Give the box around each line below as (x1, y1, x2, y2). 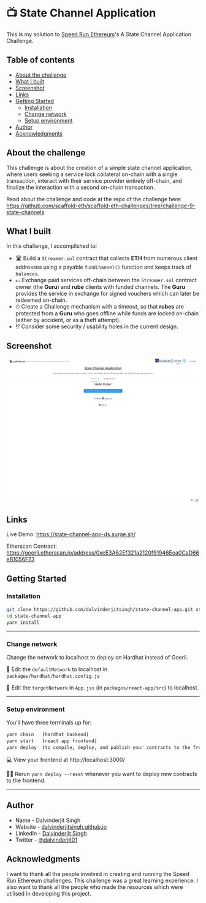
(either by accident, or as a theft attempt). (15, 317, 121, 324)
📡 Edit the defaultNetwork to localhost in (6, 665, 108, 673)
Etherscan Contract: (6, 542, 57, 550)
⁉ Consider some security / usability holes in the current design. (15, 323, 179, 330)
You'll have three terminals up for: (6, 719, 92, 726)
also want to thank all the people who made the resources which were (6, 883, 183, 891)
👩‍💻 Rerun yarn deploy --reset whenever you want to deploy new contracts (6, 770, 197, 777)
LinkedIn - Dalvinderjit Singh (15, 829, 87, 837)
